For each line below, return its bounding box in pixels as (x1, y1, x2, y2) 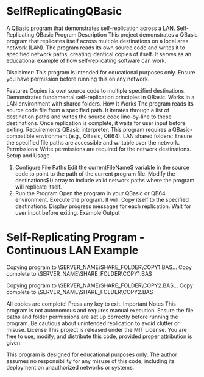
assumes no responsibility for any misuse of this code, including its (6, 357, 175, 364)
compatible (6, 132, 35, 140)
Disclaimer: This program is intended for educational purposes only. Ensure (6, 68, 195, 76)
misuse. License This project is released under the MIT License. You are (6, 326, 187, 333)
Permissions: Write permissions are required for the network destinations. (6, 145, 191, 153)
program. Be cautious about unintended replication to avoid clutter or (6, 319, 180, 327)
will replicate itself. (15, 183, 62, 190)
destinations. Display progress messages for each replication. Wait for (15, 203, 192, 210)
